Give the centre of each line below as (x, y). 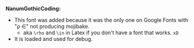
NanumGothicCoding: (33, 9)
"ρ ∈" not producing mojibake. (52, 26)
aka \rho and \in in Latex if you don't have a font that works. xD (101, 33)
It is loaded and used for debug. (53, 39)
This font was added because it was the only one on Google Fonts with (101, 20)
